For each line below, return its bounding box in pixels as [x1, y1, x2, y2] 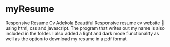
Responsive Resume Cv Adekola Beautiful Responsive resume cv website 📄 [5, 20, 165, 26]
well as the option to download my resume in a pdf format [5, 36, 127, 42]
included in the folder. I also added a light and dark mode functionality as [5, 30, 159, 36]
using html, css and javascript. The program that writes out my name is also [5, 25, 165, 31]
